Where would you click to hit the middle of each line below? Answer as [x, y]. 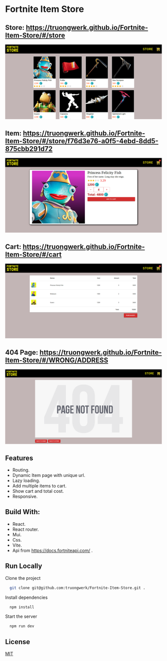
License [18, 642]
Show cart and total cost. [38, 491]
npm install [22, 607]
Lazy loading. [26, 480]
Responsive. [25, 496]
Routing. [21, 470]
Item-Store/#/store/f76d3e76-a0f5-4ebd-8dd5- [82, 141]
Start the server [21, 616]
